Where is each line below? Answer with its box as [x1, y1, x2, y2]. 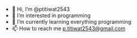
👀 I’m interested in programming [11, 12, 91, 19]
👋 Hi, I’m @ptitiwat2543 [11, 6, 70, 12]
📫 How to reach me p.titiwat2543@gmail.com [11, 25, 126, 32]
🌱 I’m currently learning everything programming [11, 18, 132, 25]
